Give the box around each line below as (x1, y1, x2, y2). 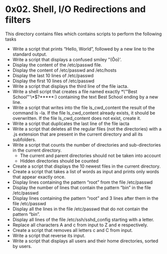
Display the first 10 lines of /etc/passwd (12, 78, 95, 84)
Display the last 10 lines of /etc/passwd (12, 72, 94, 78)
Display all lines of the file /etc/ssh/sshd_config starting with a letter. (12, 216, 154, 222)
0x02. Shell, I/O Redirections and (5, 4, 146, 15)
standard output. (12, 51, 47, 57)
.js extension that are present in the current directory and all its (12, 131, 143, 137)
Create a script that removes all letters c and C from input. (12, 227, 133, 233)
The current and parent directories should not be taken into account (20, 152, 161, 159)
